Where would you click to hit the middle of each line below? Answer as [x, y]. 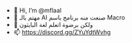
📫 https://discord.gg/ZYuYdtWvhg [62, 32]
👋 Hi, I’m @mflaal [37, 10]
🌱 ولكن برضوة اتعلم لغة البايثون [53, 25]
